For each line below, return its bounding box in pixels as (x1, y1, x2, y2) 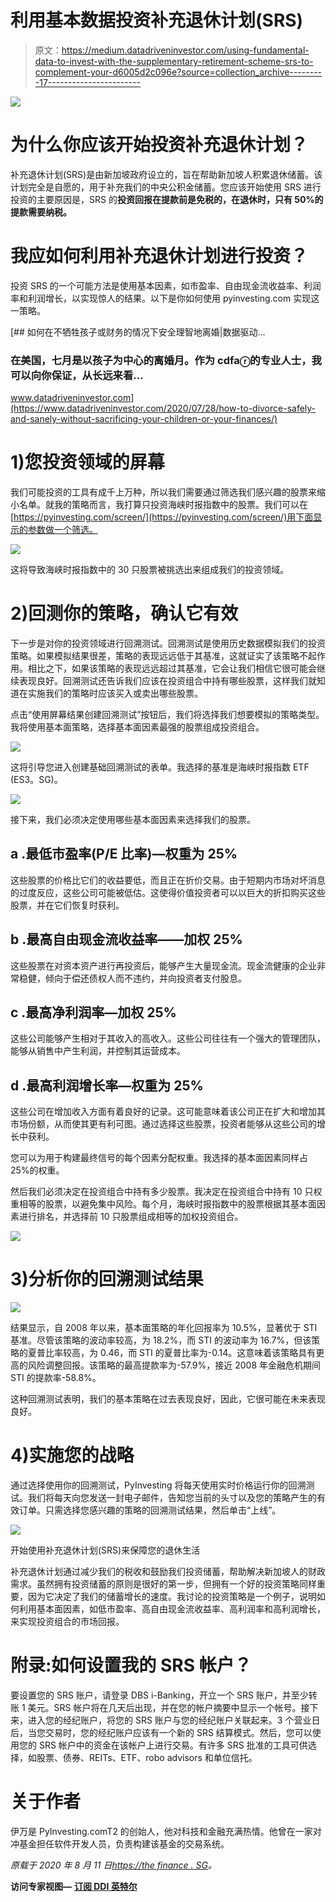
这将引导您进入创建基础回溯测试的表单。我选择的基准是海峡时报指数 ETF (10, 761, 310, 773)
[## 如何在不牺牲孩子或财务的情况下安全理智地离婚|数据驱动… (10, 326, 266, 338)
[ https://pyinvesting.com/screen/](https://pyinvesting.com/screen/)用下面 (10, 511, 314, 523)
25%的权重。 (10, 1164, 65, 1176)
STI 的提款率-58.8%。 (10, 1372, 102, 1384)
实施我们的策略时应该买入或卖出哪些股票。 (27, 687, 203, 699)
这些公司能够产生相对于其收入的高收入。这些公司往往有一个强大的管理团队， (10, 1032, 326, 1045)
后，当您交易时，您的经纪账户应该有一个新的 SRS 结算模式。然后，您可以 (10, 1727, 313, 1739)
